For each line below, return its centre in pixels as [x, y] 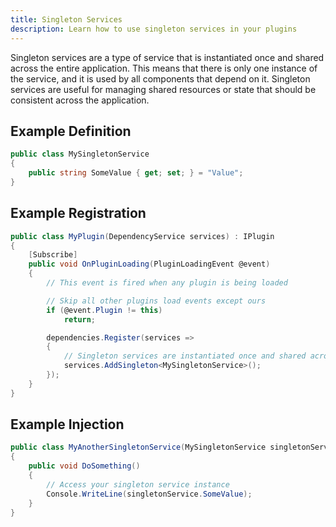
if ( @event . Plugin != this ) [104, 310]
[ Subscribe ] [53, 255]
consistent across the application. [80, 100]
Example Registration [78, 213]
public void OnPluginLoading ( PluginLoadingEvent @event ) [149, 264]
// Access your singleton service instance [138, 484]
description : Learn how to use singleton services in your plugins [154, 29]
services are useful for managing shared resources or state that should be [163, 89]
